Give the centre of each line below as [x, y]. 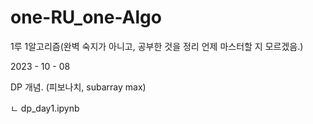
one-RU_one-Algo [86, 17]
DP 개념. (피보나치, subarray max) [78, 87]
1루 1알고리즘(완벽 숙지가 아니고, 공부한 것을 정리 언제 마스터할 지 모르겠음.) [157, 46]
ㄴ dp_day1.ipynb [45, 108]
